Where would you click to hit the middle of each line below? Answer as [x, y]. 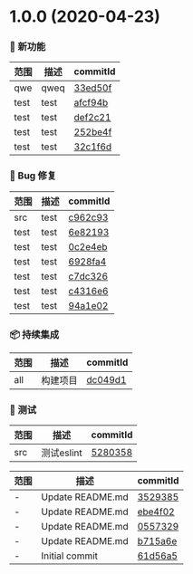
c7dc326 [88, 276]
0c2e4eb [88, 246]
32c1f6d [93, 147]
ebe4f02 [156, 512]
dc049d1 [106, 380]
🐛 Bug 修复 [33, 176]
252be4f [93, 132]
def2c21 [92, 118]
